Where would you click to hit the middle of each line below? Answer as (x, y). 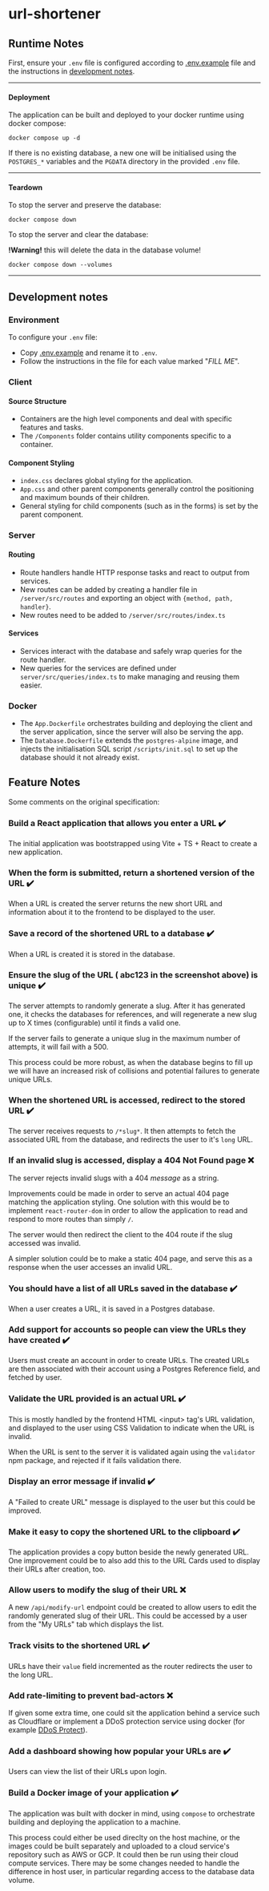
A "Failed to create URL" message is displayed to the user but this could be (132, 1502)
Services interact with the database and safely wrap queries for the (131, 651)
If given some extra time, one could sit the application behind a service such (134, 1713)
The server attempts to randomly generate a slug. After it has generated (127, 1006)
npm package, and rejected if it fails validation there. (95, 1460)
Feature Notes (44, 782)
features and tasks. (52, 427)
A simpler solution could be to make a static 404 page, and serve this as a (130, 1258)
